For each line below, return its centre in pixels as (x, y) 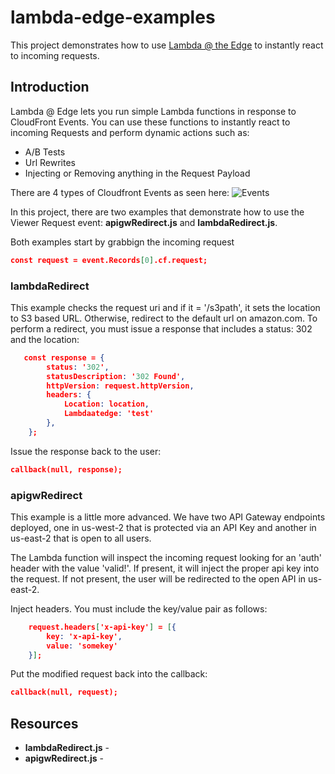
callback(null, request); (64, 692)
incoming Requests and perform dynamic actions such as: (130, 132)
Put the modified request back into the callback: (109, 674)
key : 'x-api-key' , (84, 636)
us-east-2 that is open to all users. (81, 538)
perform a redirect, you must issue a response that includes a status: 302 (161, 328)
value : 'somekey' (82, 646)
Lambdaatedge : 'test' (109, 414)
